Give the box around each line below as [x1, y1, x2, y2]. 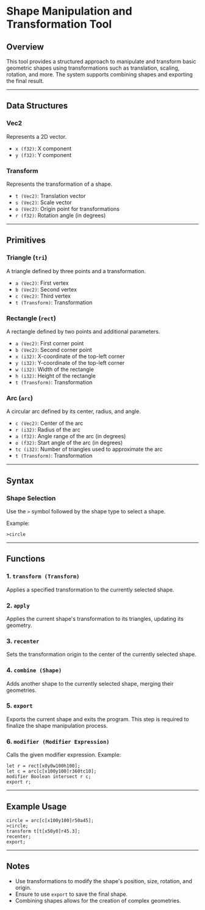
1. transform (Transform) [6, 572, 80, 581]
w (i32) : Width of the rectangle [15, 365, 95, 373]
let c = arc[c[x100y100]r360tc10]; [6, 768, 97, 774]
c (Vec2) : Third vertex [15, 292, 71, 299]
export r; [6, 779, 32, 785]
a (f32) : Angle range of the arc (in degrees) [15, 433, 126, 440]
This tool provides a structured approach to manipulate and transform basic [6, 58, 196, 65]
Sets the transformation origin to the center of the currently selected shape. [6, 651, 197, 658]
